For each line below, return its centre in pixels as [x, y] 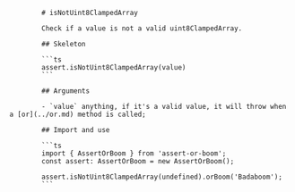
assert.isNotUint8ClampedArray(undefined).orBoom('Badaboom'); [162, 177]
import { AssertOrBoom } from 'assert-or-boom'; [134, 154]
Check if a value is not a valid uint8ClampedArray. [142, 29]
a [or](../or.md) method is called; [78, 114]
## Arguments [66, 91]
